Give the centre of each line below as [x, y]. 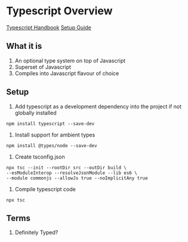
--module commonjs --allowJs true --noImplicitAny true [77, 178]
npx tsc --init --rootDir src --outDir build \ [67, 167]
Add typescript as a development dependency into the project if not [98, 106]
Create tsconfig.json [40, 157]
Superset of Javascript [43, 67]
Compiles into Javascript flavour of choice [67, 73]
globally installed [36, 113]
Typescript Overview [59, 11]
